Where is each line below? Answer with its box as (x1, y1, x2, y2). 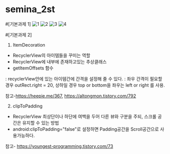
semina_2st (5, 4, 55, 15)
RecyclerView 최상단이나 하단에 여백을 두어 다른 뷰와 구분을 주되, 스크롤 (12, 113, 157, 120)
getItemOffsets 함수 (12, 65, 54, 71)
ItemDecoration (12, 42, 46, 48)
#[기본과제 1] (5, 21, 32, 27)
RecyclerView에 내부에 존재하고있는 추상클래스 (12, 58, 107, 64)
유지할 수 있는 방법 (22, 120, 60, 126)
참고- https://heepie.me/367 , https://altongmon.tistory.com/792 (5, 93, 136, 99)
